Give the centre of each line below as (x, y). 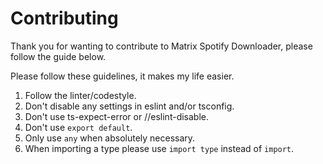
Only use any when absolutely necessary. (110, 138)
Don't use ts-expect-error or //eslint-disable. (116, 116)
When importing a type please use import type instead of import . (159, 148)
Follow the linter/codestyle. (80, 95)
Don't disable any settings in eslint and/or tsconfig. (129, 106)
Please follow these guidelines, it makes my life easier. (122, 76)
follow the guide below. (58, 56)
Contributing (64, 18)
